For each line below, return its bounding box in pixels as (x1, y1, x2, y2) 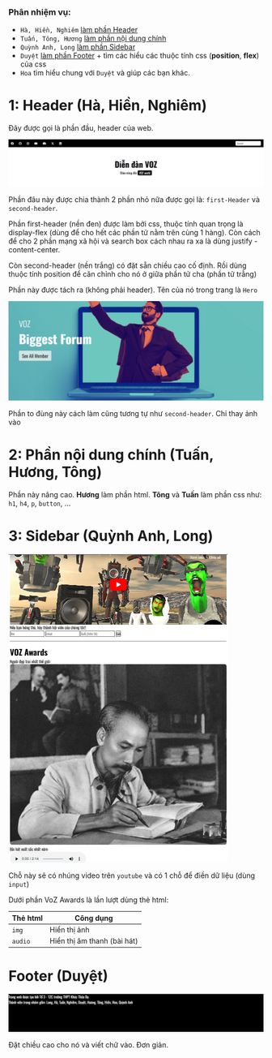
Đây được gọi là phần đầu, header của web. (8, 123, 154, 133)
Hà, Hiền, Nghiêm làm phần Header (19, 25, 138, 35)
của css (19, 59, 47, 69)
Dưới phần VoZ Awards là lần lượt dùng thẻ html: (8, 895, 169, 905)
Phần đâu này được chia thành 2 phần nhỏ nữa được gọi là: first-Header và (8, 195, 261, 204)
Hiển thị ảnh (49, 924, 90, 935)
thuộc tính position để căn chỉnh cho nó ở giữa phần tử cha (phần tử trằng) (8, 269, 257, 279)
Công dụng (74, 913, 113, 923)
